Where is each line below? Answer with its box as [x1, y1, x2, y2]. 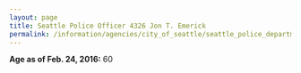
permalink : [9, 29, 50, 38]
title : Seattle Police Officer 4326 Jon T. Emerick [9, 21, 206, 30]
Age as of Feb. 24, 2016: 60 [9, 54, 114, 65]
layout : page [9, 12, 58, 22]
